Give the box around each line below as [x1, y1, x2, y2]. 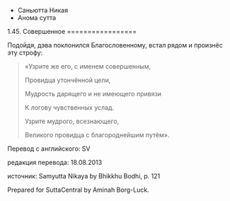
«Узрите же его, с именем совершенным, [24, 62, 151, 70]
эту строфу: [7, 49, 43, 57]
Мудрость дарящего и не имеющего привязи [24, 90, 161, 98]
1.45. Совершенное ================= [7, 28, 137, 35]
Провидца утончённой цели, [24, 76, 111, 84]
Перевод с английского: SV [7, 144, 91, 153]
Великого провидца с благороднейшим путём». [24, 131, 170, 139]
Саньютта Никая [17, 6, 69, 14]
